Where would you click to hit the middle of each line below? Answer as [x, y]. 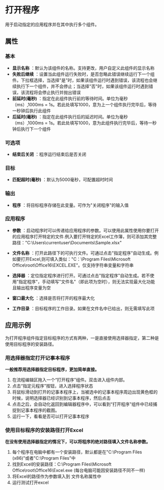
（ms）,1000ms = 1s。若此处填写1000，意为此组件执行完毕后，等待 [80, 123]
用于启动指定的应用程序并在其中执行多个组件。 [52, 24]
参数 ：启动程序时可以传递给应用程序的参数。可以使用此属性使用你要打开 [85, 230]
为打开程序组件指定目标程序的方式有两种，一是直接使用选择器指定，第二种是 [82, 338]
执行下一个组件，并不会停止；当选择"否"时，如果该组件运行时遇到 [82, 86]
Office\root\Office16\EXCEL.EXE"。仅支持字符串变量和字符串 [73, 265]
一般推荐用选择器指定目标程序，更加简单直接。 [52, 369]
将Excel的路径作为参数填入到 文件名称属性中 [57, 476]
